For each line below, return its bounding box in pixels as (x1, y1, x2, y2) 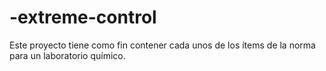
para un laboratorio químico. (9, 49, 126, 61)
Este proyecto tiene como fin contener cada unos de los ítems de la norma (9, 39, 316, 51)
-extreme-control (9, 6, 157, 29)
